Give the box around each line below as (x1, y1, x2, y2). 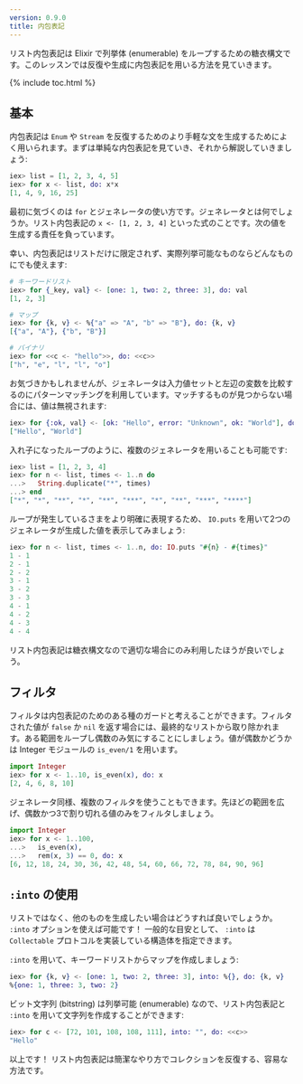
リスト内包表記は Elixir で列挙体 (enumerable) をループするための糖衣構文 (9, 47, 284, 59)
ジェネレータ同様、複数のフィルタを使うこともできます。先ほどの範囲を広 (9, 797, 285, 807)
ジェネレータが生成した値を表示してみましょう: (9, 524, 186, 535)
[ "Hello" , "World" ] (9, 427, 83, 436)
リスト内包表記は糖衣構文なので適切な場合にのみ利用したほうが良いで (9, 644, 271, 655)
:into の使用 (9, 887, 78, 902)
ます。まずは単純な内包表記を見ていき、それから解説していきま (48, 142, 285, 154)
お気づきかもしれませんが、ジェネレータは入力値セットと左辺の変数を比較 (9, 377, 286, 389)
